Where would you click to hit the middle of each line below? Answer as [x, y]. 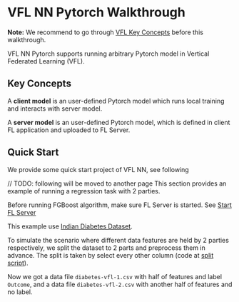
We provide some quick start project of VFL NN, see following [98, 169]
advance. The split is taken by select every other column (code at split [111, 255]
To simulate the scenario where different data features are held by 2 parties [118, 240]
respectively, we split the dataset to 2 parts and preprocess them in [106, 248]
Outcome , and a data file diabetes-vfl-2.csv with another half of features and [120, 284]
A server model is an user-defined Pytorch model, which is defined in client [119, 122]
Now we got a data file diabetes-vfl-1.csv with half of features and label [115, 276]
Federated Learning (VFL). [46, 61]
